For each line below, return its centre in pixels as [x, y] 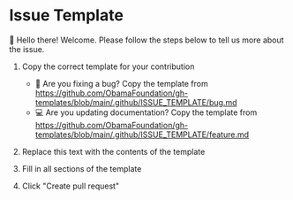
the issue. [27, 49]
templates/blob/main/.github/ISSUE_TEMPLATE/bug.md [136, 102]
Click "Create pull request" [71, 186]
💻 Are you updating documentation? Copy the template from [146, 112]
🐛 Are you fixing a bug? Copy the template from [122, 83]
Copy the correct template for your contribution [108, 66]
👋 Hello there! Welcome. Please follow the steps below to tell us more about [146, 40]
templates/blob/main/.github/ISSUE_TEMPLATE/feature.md [142, 135]
